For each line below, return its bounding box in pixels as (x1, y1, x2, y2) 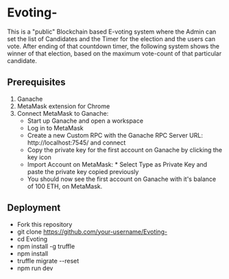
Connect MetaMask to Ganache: (16, 109, 109, 117)
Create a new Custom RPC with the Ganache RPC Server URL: (27, 131, 204, 139)
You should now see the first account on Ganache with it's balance (27, 175, 217, 183)
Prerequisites (7, 77, 66, 88)
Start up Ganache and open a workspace (27, 117, 144, 125)
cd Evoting (16, 234, 48, 243)
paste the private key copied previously (27, 167, 139, 175)
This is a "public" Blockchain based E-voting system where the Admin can (7, 27, 217, 36)
